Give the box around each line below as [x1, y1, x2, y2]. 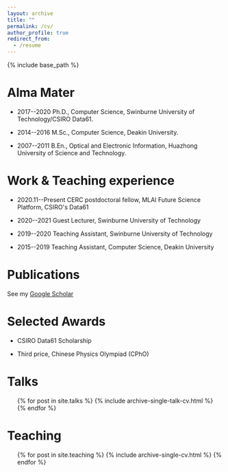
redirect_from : [7, 36, 51, 43]
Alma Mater [7, 85, 75, 100]
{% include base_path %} [7, 61, 79, 69]
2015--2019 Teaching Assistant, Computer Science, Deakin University [16, 243, 214, 251]
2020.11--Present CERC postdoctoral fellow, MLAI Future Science [16, 195, 201, 203]
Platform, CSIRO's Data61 [16, 203, 89, 211]
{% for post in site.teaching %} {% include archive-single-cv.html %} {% [16, 451, 223, 459]
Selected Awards [7, 314, 106, 329]
